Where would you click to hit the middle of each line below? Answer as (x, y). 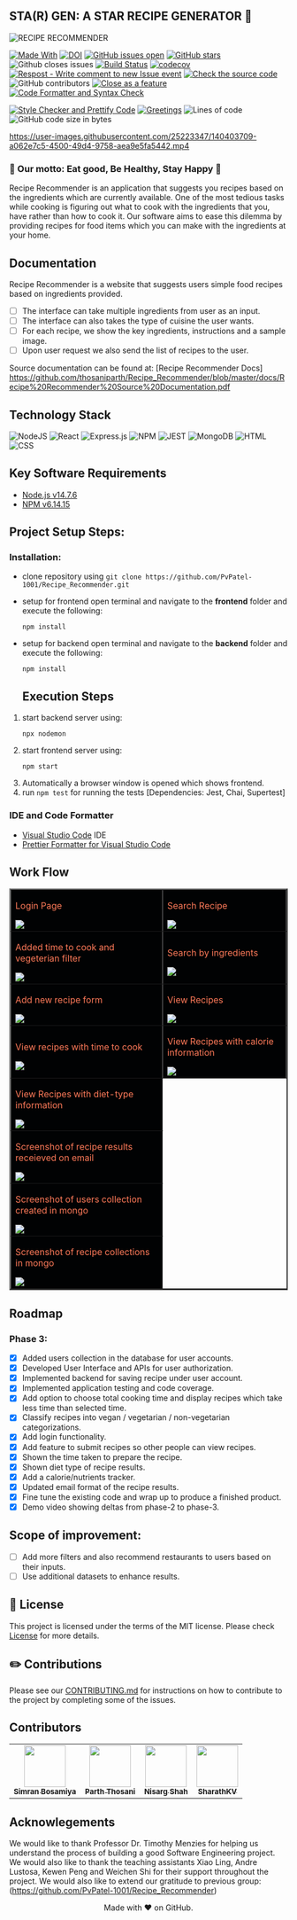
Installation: (35, 558)
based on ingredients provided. (66, 293)
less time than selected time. (74, 1408)
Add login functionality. (64, 1437)
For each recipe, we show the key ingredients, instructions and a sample (154, 331)
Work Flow (39, 872)
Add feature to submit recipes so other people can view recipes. (139, 1447)
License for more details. (54, 1635)
